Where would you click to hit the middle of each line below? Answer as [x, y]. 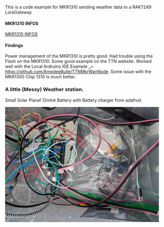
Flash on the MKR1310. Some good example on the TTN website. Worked [79, 61]
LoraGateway [19, 12]
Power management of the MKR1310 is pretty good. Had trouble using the [79, 56]
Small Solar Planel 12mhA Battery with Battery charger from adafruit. [74, 100]
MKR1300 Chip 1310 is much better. [41, 77]
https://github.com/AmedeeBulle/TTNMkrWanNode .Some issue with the [78, 72]
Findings [14, 45]
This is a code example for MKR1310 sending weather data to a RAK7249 [78, 7]
